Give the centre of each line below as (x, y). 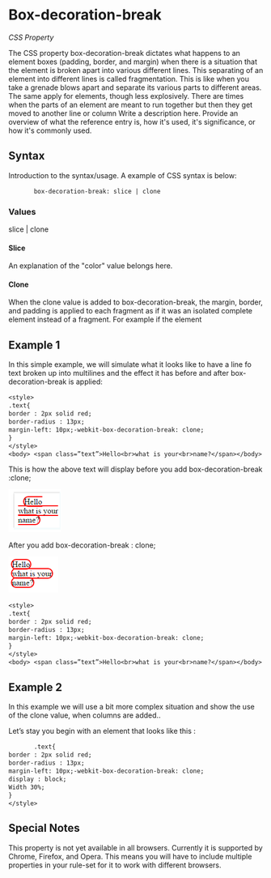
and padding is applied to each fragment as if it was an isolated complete (131, 311)
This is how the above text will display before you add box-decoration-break (135, 469)
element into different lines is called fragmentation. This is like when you (129, 79)
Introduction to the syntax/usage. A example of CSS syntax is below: (123, 175)
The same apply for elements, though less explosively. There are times (126, 96)
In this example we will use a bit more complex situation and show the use (131, 707)
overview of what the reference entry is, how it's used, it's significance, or (132, 121)
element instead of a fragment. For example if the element (105, 320)
